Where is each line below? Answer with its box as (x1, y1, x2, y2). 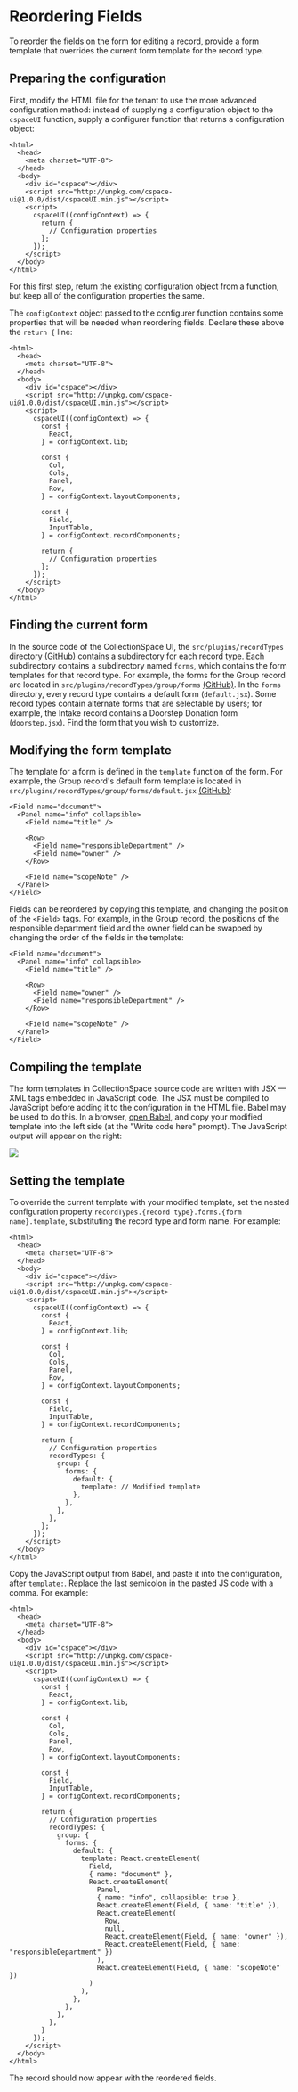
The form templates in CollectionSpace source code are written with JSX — (9, 1083, 286, 1094)
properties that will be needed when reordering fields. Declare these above (9, 316, 285, 327)
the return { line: (9, 326, 73, 337)
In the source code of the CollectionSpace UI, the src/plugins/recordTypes (9, 641, 285, 652)
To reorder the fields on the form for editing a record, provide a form (9, 36, 260, 46)
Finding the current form (9, 618, 149, 633)
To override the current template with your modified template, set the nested (9, 1197, 290, 1207)
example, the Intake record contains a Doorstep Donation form (9, 707, 238, 718)
